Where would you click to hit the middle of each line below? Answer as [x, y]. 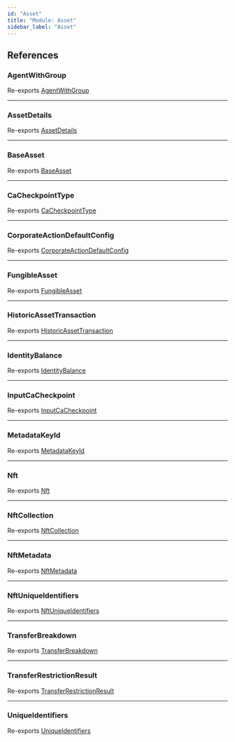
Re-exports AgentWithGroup [48, 90]
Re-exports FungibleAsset [45, 290]
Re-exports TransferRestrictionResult [60, 691]
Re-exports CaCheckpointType [52, 210]
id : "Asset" [24, 14]
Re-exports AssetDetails [42, 130]
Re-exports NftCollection [43, 531]
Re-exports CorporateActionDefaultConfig [68, 250]
